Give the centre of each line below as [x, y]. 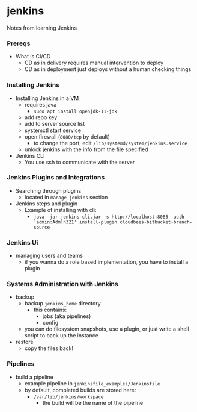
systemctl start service [53, 130]
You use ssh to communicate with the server [80, 162]
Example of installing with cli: [60, 210]
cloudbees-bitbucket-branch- [156, 222]
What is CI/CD [33, 57]
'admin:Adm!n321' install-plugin [75, 222]
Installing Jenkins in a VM [47, 98]
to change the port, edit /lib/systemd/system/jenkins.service [111, 143]
